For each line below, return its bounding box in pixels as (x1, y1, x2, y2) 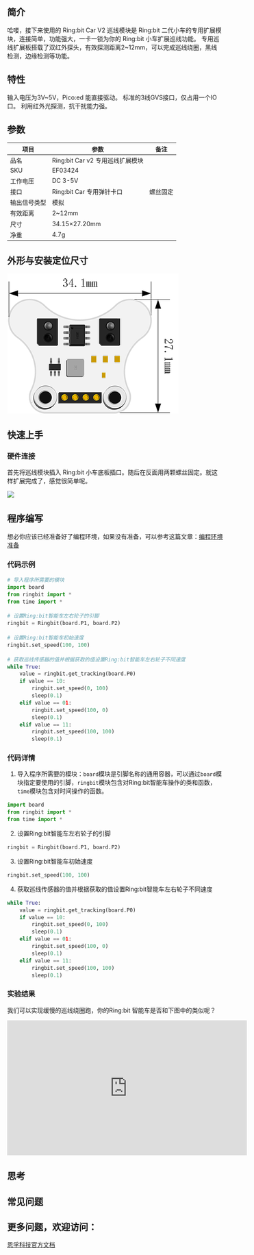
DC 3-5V (52, 177, 79, 185)
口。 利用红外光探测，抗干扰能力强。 (7, 101, 111, 110)
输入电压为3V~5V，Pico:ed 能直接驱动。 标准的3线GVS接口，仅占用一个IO (7, 93, 218, 101)
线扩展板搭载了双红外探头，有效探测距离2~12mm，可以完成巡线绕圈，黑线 (7, 43, 218, 51)
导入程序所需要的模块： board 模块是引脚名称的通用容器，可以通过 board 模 (16, 770, 223, 778)
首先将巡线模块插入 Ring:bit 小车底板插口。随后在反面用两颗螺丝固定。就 (7, 468, 212, 476)
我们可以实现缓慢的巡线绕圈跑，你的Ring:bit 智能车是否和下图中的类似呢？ (7, 1006, 216, 1014)
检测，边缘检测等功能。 (7, 51, 73, 60)
